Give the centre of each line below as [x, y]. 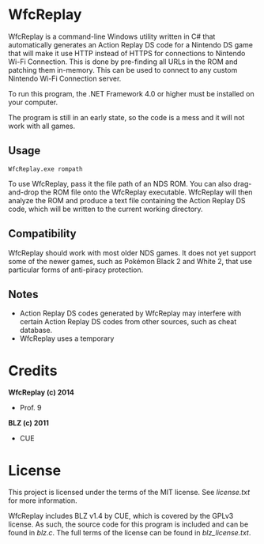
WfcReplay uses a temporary [67, 338]
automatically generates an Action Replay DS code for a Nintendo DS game [130, 44]
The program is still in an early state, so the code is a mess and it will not [126, 117]
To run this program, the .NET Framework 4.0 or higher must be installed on [131, 93]
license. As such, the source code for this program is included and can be [128, 524]
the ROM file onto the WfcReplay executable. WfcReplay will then [147, 192]
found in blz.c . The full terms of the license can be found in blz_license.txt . [130, 533]
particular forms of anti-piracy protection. [76, 270]
